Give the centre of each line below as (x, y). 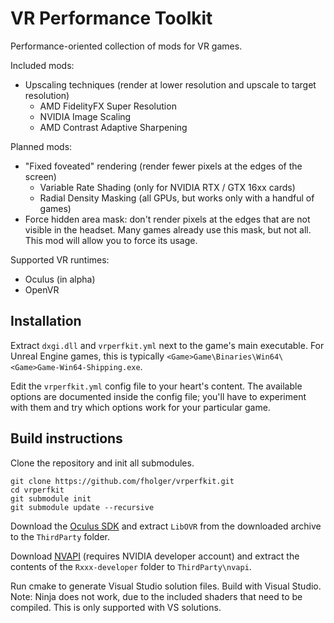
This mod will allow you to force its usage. (111, 240)
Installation (46, 321)
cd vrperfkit (37, 490)
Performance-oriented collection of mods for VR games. (126, 46)
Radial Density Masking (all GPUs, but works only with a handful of (177, 198)
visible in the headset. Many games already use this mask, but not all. (168, 229)
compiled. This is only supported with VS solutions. (116, 607)
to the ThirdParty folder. (60, 536)
